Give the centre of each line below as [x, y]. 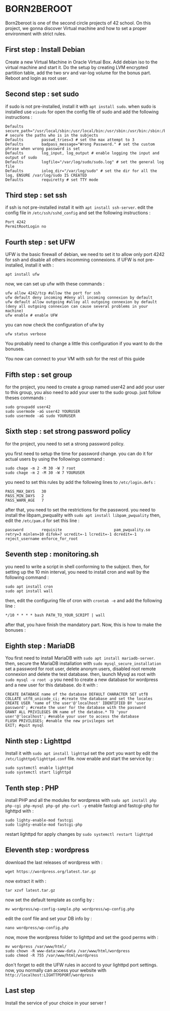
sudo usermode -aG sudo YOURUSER [40, 416]
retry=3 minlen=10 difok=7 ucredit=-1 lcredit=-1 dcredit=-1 [71, 534]
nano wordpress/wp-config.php [37, 928]
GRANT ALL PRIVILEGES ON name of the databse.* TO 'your [67, 712]
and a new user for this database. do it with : [52, 685]
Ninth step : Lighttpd [38, 741]
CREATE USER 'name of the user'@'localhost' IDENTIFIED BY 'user [75, 703]
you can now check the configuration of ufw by [55, 325]
